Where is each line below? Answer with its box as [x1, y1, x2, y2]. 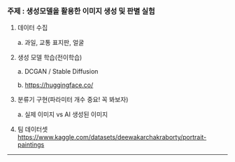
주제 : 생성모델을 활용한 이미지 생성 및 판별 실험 [7, 6, 155, 15]
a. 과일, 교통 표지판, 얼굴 [17, 39, 85, 47]
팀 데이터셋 [17, 125, 48, 134]
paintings [17, 140, 45, 149]
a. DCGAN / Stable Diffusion [17, 67, 99, 76]
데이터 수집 [17, 23, 48, 32]
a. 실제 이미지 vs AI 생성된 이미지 [17, 110, 108, 119]
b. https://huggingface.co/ [17, 81, 94, 89]
